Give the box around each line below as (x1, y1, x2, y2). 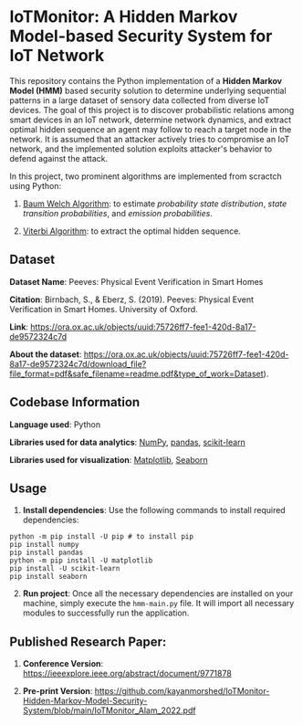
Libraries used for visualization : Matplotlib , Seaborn (9, 454, 208, 465)
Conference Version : (22, 658, 103, 669)
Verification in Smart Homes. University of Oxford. (9, 303, 198, 314)
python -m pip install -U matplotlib (9, 556, 153, 565)
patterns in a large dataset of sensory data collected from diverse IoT (9, 94, 270, 106)
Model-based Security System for (9, 26, 273, 47)
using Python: (9, 180, 62, 191)
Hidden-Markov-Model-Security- (22, 696, 148, 707)
